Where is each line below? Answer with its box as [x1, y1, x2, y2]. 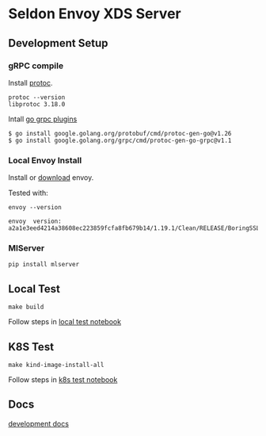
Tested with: [8, 188, 49, 198]
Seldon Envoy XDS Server [8, 5, 181, 23]
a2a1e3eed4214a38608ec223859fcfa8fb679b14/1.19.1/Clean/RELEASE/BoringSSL [8, 224, 260, 232]
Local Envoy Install [8, 155, 82, 166]
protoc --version [8, 93, 66, 101]
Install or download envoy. [8, 173, 94, 182]
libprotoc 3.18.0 [8, 100, 66, 108]
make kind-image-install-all [8, 361, 104, 369]
